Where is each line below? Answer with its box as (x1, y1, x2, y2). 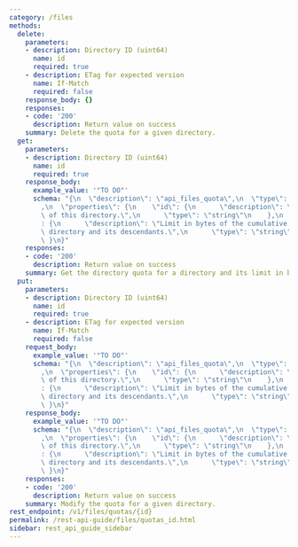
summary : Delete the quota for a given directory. (25, 129, 216, 137)
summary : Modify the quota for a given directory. (25, 499, 216, 508)
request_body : (25, 342, 77, 351)
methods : (9, 21, 42, 30)
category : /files (9, 12, 74, 22)
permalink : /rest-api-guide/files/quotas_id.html (9, 516, 197, 525)
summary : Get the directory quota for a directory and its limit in (25, 269, 284, 277)
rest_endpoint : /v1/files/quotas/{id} (9, 507, 153, 517)
